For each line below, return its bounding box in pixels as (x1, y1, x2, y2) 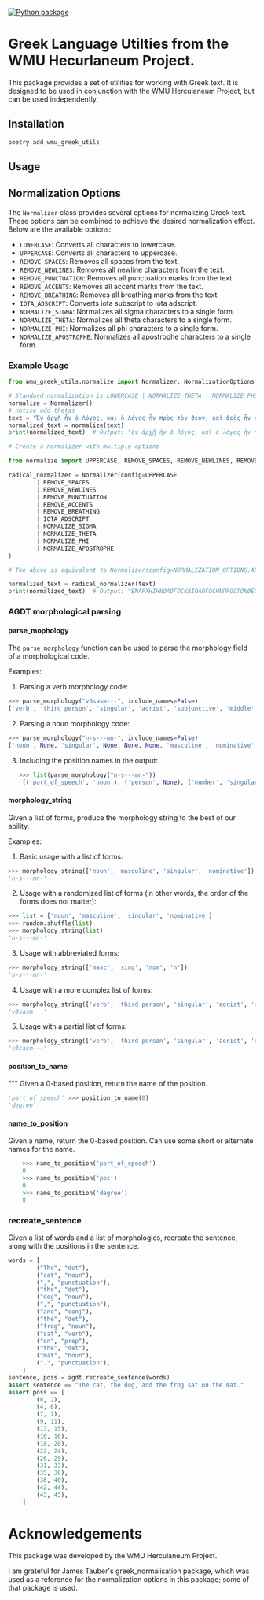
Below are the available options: (8, 225, 112, 234)
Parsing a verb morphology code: (19, 682, 128, 692)
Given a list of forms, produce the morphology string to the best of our (8, 812, 236, 822)
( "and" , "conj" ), (36, 1308, 93, 1316)
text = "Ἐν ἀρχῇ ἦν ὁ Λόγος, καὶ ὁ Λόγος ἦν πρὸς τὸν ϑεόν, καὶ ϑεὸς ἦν (8, 414, 251, 421)
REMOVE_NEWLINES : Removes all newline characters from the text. (19, 265, 225, 274)
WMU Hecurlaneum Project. (8, 52, 195, 70)
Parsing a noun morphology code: (19, 719, 130, 728)
